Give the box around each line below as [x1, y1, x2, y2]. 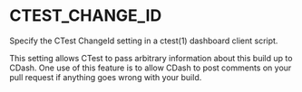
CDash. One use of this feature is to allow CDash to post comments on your [9, 62, 292, 73]
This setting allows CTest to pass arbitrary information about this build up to [9, 52, 293, 63]
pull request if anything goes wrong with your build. [9, 71, 202, 82]
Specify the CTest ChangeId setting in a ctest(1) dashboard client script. [9, 35, 278, 46]
